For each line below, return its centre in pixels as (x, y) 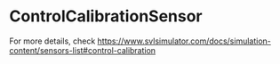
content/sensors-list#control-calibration (83, 50)
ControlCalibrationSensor (106, 16)
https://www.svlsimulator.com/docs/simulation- (184, 41)
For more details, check (52, 41)
